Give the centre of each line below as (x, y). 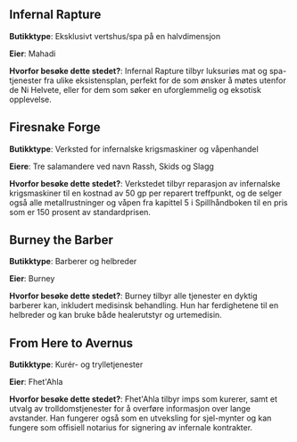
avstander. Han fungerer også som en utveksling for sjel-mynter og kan (140, 418)
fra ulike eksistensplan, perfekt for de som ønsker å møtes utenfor (165, 80)
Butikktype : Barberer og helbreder (73, 262)
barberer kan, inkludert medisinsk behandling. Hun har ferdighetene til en (144, 305)
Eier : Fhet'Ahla (36, 382)
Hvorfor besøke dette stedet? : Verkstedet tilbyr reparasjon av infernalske (145, 183)
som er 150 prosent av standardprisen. (80, 212)
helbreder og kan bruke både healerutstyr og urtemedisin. (116, 315)
